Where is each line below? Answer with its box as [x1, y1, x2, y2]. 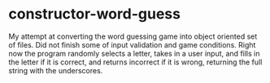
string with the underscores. [8, 65, 103, 75]
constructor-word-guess [8, 5, 181, 23]
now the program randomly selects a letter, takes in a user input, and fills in [8, 48, 260, 58]
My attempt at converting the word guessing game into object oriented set [8, 31, 258, 41]
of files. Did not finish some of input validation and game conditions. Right [8, 39, 256, 49]
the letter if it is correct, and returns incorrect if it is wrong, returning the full [8, 57, 263, 67]
